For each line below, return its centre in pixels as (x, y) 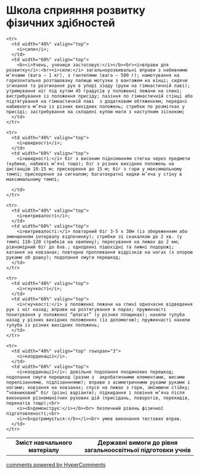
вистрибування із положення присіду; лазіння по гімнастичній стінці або (100, 96)
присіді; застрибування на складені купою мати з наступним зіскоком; (96, 112)
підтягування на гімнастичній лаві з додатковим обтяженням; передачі (97, 101)
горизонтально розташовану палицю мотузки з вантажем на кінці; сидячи (97, 80)
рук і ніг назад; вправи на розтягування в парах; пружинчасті (86, 309)
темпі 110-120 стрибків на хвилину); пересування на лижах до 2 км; (93, 241)
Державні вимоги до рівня (137, 442)
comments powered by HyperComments (56, 464)
